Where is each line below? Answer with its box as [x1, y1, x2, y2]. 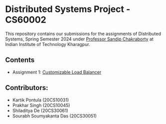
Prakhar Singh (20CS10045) [12, 102, 70, 108]
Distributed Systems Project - [5, 3, 131, 15]
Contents [5, 56, 35, 64]
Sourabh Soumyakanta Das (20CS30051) [12, 112, 97, 118]
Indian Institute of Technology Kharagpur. [5, 41, 91, 47]
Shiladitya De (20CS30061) [12, 107, 68, 113]
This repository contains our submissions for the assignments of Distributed [5, 30, 161, 36]
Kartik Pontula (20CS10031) [12, 96, 69, 103]
